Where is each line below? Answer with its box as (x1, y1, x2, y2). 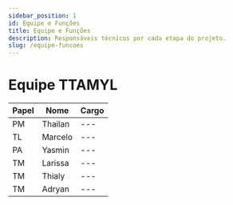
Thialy (41, 171, 65, 182)
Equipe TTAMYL (8, 76, 118, 94)
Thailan (41, 119, 70, 130)
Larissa (41, 158, 69, 169)
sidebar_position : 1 (8, 11, 77, 20)
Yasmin (41, 145, 69, 156)
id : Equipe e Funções (8, 19, 81, 27)
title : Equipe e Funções (8, 26, 91, 34)
